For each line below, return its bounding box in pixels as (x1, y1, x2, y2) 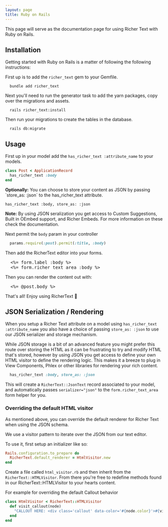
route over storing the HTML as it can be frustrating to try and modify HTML (5, 347, 161, 353)
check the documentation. (5, 221, 59, 227)
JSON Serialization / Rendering (5, 307, 104, 317)
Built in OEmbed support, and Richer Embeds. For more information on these (5, 216, 163, 222)
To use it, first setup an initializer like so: (5, 441, 88, 447)
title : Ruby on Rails (5, 12, 50, 17)
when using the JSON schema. (5, 421, 69, 428)
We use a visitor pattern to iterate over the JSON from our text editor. (5, 431, 147, 437)
